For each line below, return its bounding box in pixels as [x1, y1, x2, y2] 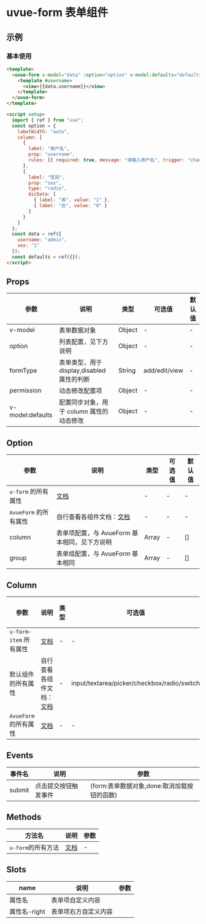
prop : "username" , [28, 151, 75, 158]
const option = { [12, 123, 56, 129]
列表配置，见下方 [59, 338, 109, 346]
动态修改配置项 [59, 387, 102, 395]
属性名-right [9, 907, 45, 915]
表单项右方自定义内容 [51, 907, 113, 915]
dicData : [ [28, 191, 56, 197]
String [118, 366, 136, 375]
